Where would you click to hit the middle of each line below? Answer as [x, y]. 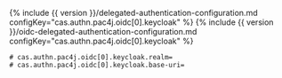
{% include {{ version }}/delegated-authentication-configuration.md [133, 13]
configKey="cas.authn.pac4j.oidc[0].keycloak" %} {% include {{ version [141, 22]
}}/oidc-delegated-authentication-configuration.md [103, 31]
